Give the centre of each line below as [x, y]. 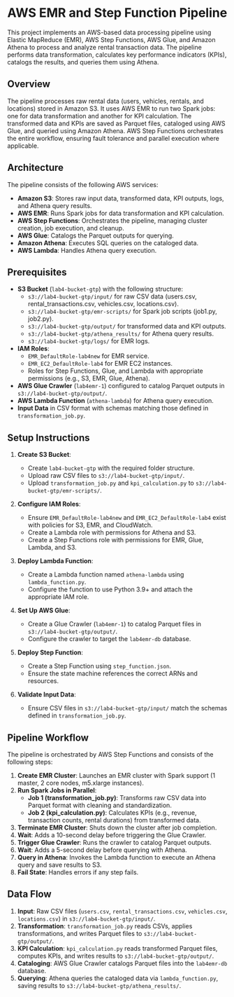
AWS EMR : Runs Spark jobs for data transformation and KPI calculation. [121, 213]
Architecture [36, 168]
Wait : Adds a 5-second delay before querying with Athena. [102, 850]
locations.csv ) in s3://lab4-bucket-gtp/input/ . [86, 919]
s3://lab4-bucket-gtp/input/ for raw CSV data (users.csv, [112, 296]
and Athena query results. [54, 205]
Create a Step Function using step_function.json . [100, 666]
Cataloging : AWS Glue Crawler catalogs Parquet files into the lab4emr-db [122, 963]
